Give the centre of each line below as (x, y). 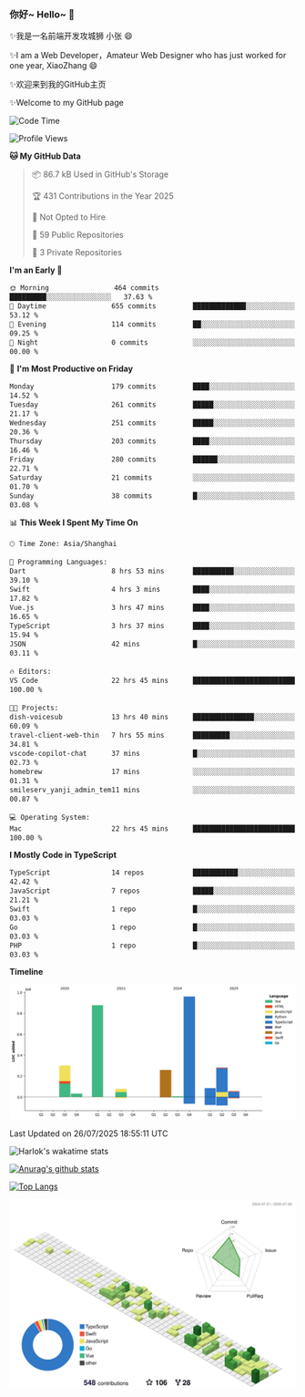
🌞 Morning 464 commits (84, 288)
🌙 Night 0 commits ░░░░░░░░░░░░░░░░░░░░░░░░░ (152, 343)
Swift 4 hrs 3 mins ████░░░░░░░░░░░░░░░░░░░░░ (152, 590)
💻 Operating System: (50, 818)
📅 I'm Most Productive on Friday (71, 369)
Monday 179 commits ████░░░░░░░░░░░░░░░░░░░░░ (152, 387)
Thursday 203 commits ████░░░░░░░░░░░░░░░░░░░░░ (152, 441)
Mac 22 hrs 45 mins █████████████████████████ (152, 829)
